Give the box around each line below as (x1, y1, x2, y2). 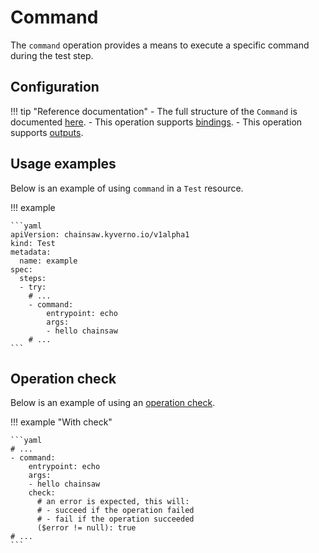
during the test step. (10, 49, 94, 61)
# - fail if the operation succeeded (36, 514, 195, 525)
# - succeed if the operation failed (36, 506, 195, 516)
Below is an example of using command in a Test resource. (10, 182, 244, 194)
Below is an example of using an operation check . (10, 397, 216, 409)
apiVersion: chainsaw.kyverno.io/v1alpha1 (10, 229, 190, 240)
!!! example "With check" (10, 416, 113, 428)
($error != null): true (36, 523, 137, 533)
